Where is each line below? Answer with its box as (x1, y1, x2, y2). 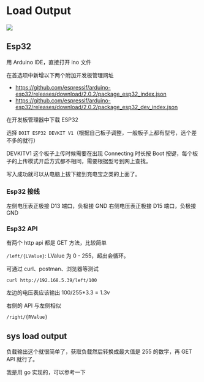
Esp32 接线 (6, 187, 40, 196)
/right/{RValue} (6, 314, 48, 321)
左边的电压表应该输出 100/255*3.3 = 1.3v (6, 289, 110, 296)
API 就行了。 (6, 356, 39, 363)
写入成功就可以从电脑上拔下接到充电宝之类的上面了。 (6, 170, 141, 178)
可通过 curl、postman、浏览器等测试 (6, 265, 99, 273)
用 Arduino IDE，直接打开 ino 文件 (6, 58, 92, 66)
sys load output (6, 330, 67, 341)
